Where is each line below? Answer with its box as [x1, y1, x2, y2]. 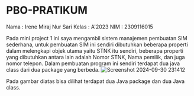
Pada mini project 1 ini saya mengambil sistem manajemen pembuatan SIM [6, 34, 187, 41]
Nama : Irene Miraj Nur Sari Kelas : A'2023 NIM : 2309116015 [6, 23, 154, 30]
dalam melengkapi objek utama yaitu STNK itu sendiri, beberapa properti [6, 47, 183, 54]
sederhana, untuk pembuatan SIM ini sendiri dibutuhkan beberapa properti [6, 41, 188, 48]
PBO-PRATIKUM [6, 4, 88, 17]
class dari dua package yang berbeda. [6, 66, 100, 73]
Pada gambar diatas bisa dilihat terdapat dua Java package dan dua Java [6, 78, 185, 85]
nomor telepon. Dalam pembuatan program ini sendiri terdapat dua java [6, 60, 180, 67]
